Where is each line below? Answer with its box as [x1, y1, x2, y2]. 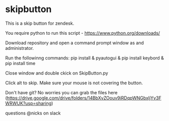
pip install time [5, 60, 36, 66]
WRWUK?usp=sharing [5, 100, 52, 106]
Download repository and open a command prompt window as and [5, 39, 144, 46]
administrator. [5, 45, 34, 51]
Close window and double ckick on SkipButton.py [5, 70, 108, 76]
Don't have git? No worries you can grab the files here [5, 89, 118, 95]
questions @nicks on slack [5, 110, 61, 116]
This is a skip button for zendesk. [5, 20, 75, 26]
